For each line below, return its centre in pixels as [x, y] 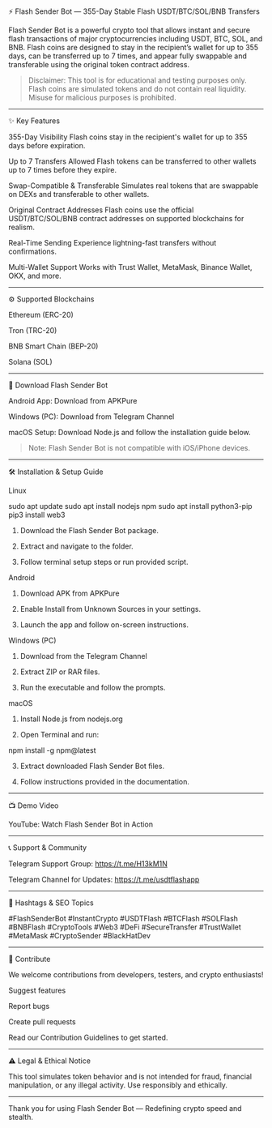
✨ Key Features [34, 121]
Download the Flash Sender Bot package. [89, 530]
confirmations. [32, 251]
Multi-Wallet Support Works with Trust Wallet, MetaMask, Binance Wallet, [130, 267]
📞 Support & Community [48, 848]
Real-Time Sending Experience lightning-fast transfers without [113, 243]
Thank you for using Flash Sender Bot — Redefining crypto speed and [125, 1108]
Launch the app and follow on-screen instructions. [104, 625]
